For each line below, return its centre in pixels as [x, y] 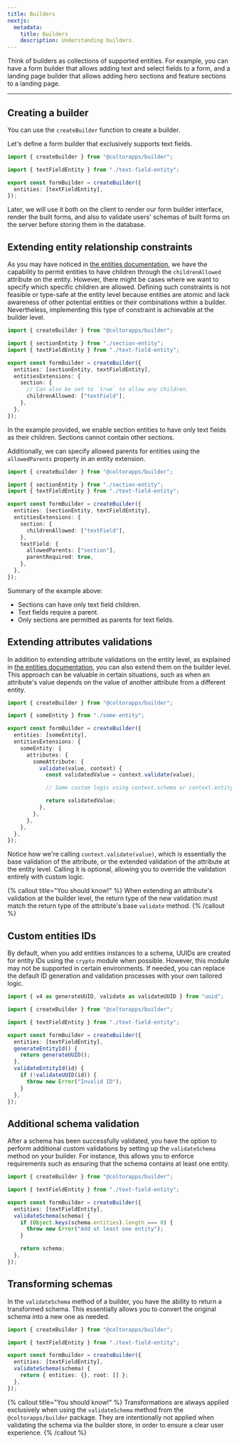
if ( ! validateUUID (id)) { [59, 1075]
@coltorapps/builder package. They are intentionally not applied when [111, 1417]
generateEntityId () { [46, 1049]
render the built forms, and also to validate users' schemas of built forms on [118, 217]
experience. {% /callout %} [47, 1433]
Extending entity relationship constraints [100, 247]
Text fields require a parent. [58, 612]
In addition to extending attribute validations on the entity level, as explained [119, 659]
